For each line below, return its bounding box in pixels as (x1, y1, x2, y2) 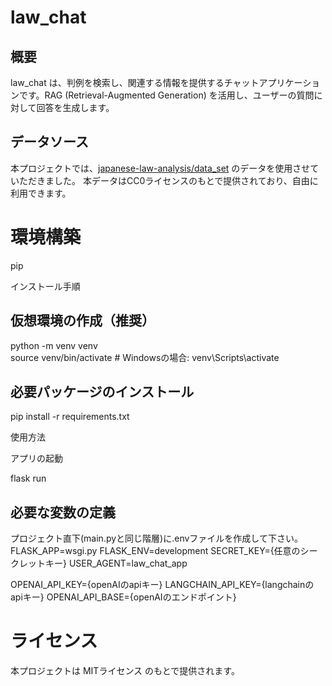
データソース (10, 134, 89, 151)
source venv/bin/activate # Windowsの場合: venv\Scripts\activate (10, 351, 280, 363)
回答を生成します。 (36, 102, 115, 113)
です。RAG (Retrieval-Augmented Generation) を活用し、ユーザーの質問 (18, 89, 315, 101)
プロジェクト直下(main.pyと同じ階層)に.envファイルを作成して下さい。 (10, 532, 303, 545)
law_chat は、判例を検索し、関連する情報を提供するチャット (10, 77, 260, 88)
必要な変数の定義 (10, 504, 116, 521)
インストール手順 (10, 280, 81, 292)
